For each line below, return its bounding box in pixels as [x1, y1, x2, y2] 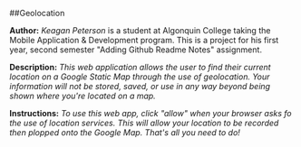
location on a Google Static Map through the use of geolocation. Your [9, 71, 270, 82]
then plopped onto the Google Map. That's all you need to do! [9, 127, 240, 138]
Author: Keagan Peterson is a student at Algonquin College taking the [9, 25, 271, 35]
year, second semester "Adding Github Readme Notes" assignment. [9, 44, 263, 55]
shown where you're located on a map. [9, 90, 156, 101]
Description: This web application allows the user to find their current [9, 62, 271, 72]
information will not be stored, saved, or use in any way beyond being [9, 81, 270, 91]
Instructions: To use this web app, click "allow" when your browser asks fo [9, 108, 292, 118]
